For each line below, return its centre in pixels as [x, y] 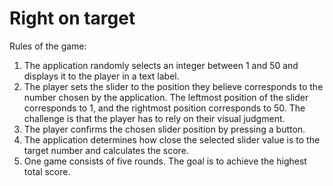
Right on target [72, 18]
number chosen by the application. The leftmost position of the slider [166, 97]
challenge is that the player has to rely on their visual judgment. [154, 118]
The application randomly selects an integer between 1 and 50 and [161, 65]
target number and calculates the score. [106, 150]
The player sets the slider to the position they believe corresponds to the [173, 86]
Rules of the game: [48, 46]
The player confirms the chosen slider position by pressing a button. [164, 129]
